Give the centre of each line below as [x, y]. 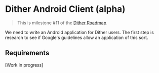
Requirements [27, 53]
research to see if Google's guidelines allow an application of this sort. [77, 37]
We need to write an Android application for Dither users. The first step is [79, 32]
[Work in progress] [24, 65]
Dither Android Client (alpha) [65, 9]
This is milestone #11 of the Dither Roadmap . [62, 23]
